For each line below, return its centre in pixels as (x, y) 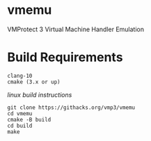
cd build (20, 126)
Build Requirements (65, 57)
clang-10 (20, 76)
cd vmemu (20, 113)
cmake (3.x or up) (34, 82)
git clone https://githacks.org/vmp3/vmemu (71, 107)
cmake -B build (29, 119)
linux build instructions (40, 94)
